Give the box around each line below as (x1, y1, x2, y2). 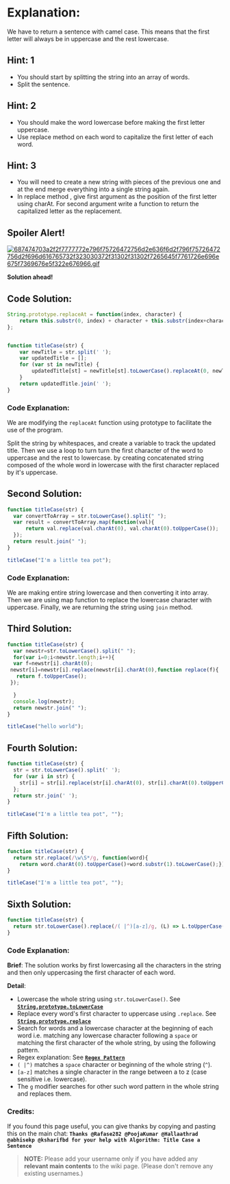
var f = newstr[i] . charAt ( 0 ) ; (13, 660, 94, 667)
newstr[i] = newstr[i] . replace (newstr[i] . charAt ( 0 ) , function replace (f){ (10, 667, 219, 674)
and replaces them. (16, 1089, 72, 1098)
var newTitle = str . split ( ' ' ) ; (19, 348, 112, 356)
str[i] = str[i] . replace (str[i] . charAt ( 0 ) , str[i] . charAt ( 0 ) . (19, 779, 201, 786)
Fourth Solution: (7, 742, 78, 754)
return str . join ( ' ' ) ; (13, 792, 78, 799)
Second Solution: (7, 488, 82, 500)
